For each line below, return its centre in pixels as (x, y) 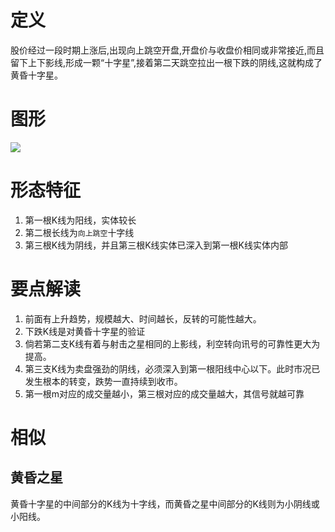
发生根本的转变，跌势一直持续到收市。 (103, 381)
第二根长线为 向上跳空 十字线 (79, 232)
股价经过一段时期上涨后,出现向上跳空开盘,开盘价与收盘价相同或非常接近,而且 (167, 50)
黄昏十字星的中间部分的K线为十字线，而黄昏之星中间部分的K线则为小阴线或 (165, 503)
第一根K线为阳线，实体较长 (80, 220)
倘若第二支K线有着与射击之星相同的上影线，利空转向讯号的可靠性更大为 (172, 343)
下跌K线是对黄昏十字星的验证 (85, 331)
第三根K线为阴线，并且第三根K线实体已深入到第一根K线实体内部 (156, 245)
